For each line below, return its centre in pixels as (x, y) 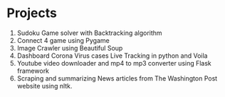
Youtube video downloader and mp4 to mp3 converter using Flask (114, 63)
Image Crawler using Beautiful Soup (70, 48)
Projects (32, 13)
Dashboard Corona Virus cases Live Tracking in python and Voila (112, 56)
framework (33, 71)
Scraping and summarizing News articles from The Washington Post (117, 78)
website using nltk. (45, 86)
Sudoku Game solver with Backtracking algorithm (89, 33)
